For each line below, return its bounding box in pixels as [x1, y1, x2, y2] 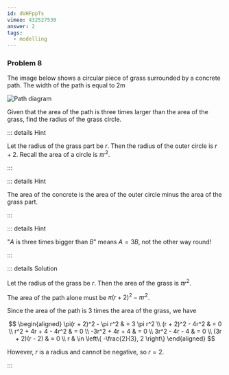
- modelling [13, 36, 48, 43]
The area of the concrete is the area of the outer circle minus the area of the [7, 191, 222, 199]
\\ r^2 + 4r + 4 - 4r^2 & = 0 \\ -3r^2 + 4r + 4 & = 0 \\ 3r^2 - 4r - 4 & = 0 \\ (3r [8, 328, 222, 336]
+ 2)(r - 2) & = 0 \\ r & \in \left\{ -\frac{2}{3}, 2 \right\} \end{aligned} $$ [15, 334, 215, 343]
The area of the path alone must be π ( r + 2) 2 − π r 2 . [7, 292, 150, 301]
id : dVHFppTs [7, 10, 45, 17]
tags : [7, 29, 23, 36]
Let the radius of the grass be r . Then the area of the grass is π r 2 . [7, 278, 192, 287]
